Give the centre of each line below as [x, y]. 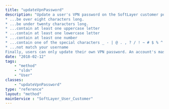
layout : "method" [23, 94]
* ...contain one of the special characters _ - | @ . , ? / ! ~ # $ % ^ [84, 43]
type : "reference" [24, 89]
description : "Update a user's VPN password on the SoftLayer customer [82, 15]
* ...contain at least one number [41, 38]
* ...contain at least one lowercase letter [53, 33]
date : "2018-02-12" [26, 57]
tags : [11, 61]
